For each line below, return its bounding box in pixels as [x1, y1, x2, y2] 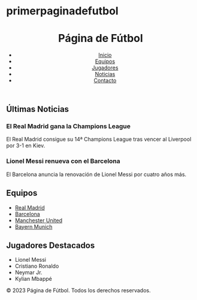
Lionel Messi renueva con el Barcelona [6, 157, 121, 165]
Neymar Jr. [14, 269, 43, 276]
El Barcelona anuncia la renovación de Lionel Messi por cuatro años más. [6, 171, 187, 178]
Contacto [93, 77, 117, 84]
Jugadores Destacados [6, 240, 95, 250]
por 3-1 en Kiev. [6, 142, 46, 149]
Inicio [98, 51, 112, 59]
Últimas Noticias [6, 104, 69, 114]
